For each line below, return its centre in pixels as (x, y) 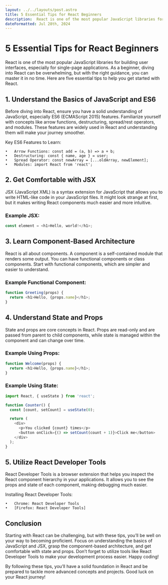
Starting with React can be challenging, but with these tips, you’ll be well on (83, 535)
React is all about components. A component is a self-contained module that (84, 253)
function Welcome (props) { (33, 363)
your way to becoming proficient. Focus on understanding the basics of (79, 541)
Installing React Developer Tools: (39, 494)
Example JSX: (22, 215)
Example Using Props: (32, 353)
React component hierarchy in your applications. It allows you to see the (79, 479)
